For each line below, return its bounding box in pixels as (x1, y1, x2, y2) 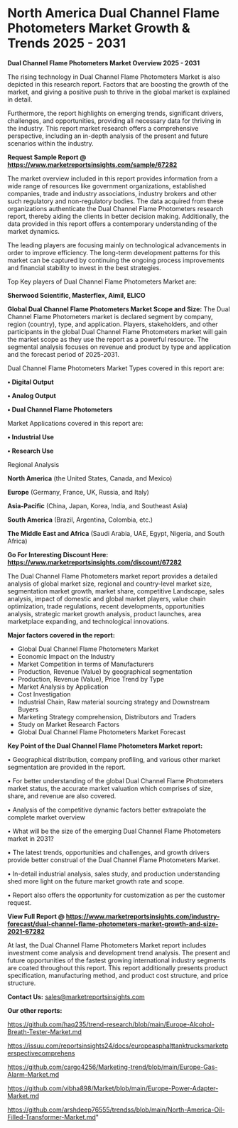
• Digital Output (7, 377, 55, 386)
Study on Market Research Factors (17, 720, 119, 729)
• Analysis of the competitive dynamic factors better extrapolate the (7, 805, 207, 814)
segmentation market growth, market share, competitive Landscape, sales (7, 586, 225, 595)
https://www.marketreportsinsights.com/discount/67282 (7, 558, 182, 566)
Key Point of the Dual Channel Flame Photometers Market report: (7, 741, 203, 750)
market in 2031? (7, 834, 55, 843)
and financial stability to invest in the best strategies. (7, 263, 161, 272)
